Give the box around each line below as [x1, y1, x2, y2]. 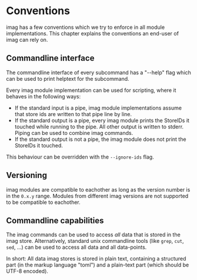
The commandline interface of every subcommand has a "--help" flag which [6, 69, 191, 76]
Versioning [6, 170, 47, 180]
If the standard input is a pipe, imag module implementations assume [14, 104, 182, 111]
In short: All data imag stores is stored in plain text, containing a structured [6, 255, 186, 262]
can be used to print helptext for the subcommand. [6, 75, 129, 82]
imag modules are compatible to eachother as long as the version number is [6, 186, 191, 193]
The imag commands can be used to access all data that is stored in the [6, 231, 181, 238]
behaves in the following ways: [6, 93, 81, 100]
